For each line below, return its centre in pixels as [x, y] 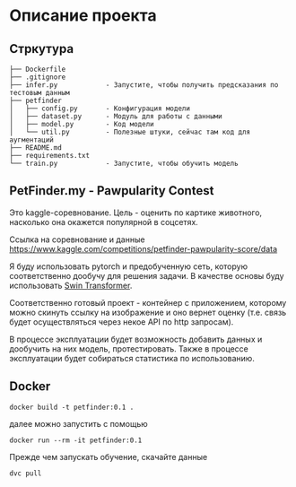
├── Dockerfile [38, 69]
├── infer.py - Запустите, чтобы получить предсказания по [144, 85]
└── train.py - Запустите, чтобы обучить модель [124, 163]
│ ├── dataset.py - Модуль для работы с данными [116, 117]
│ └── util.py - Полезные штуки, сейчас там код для [130, 132]
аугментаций [31, 140]
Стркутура [42, 49]
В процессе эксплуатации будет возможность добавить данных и [136, 339]
